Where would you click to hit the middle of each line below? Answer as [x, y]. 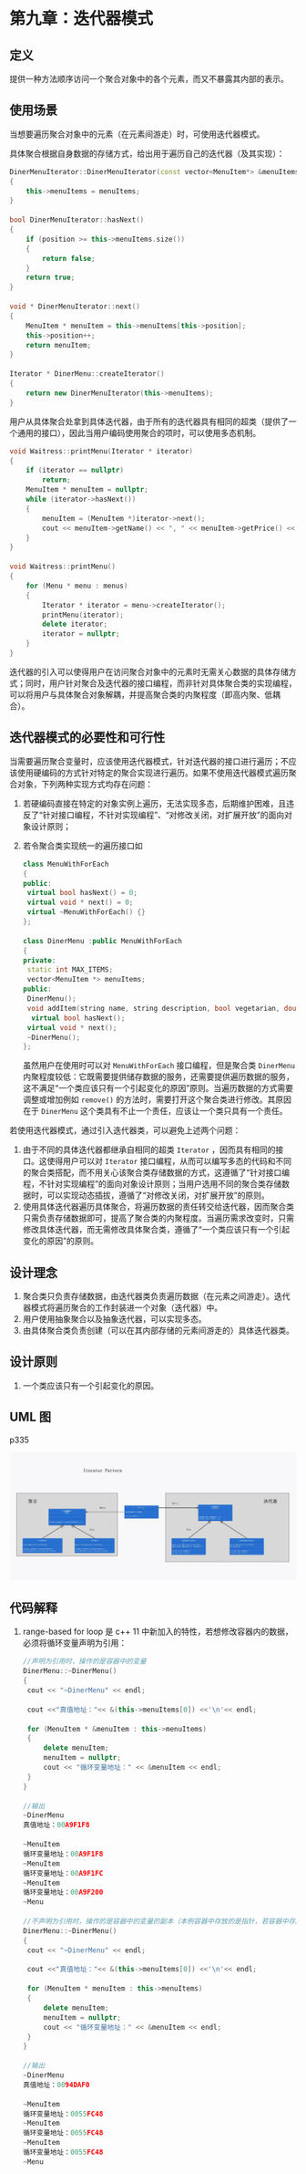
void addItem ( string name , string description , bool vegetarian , [153, 1008]
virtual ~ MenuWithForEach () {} [86, 912]
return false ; [69, 258]
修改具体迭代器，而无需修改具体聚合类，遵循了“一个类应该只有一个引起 [156, 1230]
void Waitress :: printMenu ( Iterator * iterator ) [102, 451]
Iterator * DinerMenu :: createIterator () [87, 374]
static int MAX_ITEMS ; [70, 970]
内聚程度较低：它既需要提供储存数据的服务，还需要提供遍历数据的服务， [158, 1077]
